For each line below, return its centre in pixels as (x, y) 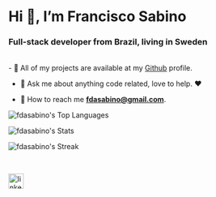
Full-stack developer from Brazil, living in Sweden (108, 42)
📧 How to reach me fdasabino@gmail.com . (93, 100)
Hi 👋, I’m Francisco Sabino (97, 17)
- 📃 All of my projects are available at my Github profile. (100, 68)
